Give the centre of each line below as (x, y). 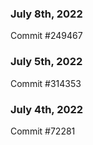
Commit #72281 (43, 131)
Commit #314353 (46, 83)
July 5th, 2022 (46, 62)
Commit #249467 (46, 36)
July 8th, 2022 (46, 14)
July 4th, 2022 (47, 109)
